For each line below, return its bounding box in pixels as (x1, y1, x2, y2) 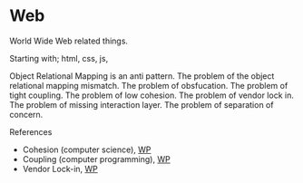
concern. (9, 109, 44, 120)
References (9, 126, 53, 137)
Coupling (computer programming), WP (22, 153, 171, 164)
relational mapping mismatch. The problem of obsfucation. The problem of (9, 80, 288, 91)
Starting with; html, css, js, (9, 53, 109, 63)
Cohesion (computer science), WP (22, 144, 151, 155)
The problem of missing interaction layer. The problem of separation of (9, 99, 274, 110)
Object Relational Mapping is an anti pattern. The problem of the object (9, 70, 275, 82)
